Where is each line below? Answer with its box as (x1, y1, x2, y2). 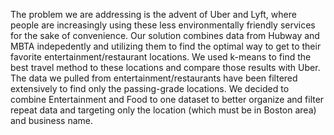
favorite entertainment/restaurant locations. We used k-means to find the (10, 51, 312, 63)
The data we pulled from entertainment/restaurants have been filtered (10, 72, 298, 84)
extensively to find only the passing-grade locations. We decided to (10, 83, 290, 94)
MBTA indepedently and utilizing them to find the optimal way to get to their (10, 40, 322, 52)
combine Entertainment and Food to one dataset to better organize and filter (10, 94, 325, 105)
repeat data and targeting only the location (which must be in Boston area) (10, 104, 317, 116)
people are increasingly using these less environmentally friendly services (10, 19, 316, 31)
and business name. (10, 115, 94, 126)
